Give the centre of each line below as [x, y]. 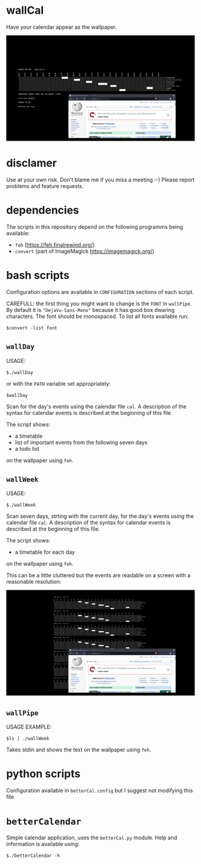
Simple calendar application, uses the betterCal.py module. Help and [92, 838]
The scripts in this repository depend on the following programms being [95, 227]
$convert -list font [32, 328]
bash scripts [38, 275]
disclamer [31, 163]
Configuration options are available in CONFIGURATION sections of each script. [100, 292]
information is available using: [43, 844]
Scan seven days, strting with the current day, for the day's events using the [100, 516]
